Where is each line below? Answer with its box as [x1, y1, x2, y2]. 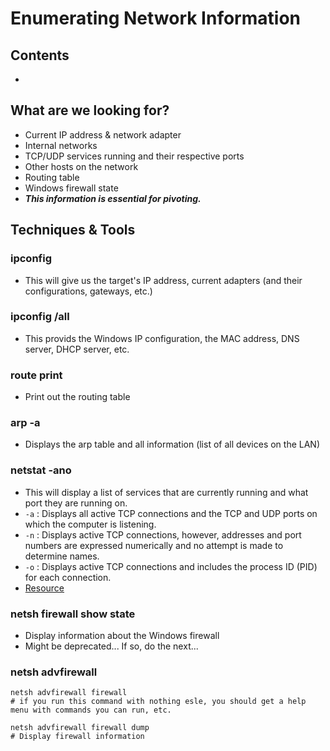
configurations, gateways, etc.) [24, 285, 153, 297]
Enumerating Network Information [10, 7, 301, 30]
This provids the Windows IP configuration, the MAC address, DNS [24, 332, 300, 344]
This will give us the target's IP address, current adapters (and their [24, 274, 303, 286]
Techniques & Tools [10, 222, 136, 239]
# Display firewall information [10, 732, 145, 742]
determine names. [24, 550, 100, 562]
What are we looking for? [10, 102, 170, 119]
